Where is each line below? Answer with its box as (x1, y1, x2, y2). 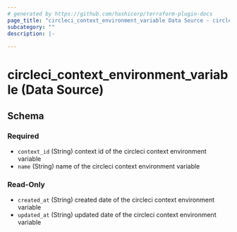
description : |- (7, 30, 55, 37)
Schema (7, 110, 44, 122)
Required (7, 131, 39, 141)
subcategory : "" (7, 23, 55, 30)
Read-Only (7, 179, 46, 189)
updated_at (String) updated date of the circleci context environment (17, 211, 217, 219)
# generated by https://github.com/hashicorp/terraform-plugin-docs (7, 10, 213, 18)
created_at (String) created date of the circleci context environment (17, 195, 215, 204)
